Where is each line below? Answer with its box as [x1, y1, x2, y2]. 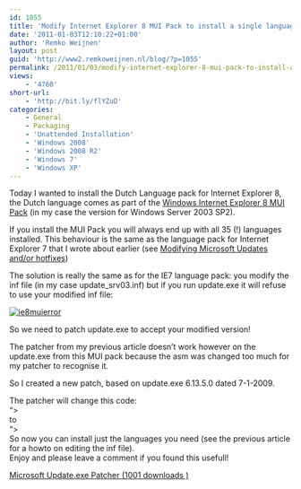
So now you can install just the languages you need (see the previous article [9, 433, 291, 444]
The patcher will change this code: [9, 396, 137, 406]
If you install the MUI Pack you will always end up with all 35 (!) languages [9, 224, 282, 235]
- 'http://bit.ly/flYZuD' [25, 96, 123, 106]
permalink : [9, 64, 50, 73]
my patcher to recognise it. [9, 361, 109, 371]
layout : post [9, 47, 58, 56]
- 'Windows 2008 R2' [25, 146, 102, 155]
